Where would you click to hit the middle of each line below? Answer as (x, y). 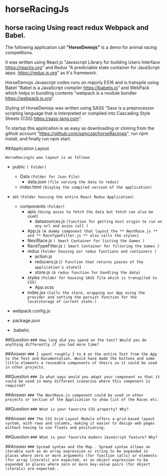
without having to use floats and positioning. (56, 428)
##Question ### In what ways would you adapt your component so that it (83, 376)
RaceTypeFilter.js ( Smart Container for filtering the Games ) (93, 246)
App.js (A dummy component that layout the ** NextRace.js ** (92, 231)
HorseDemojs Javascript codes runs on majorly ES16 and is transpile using (82, 82)
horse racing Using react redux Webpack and (77, 28)
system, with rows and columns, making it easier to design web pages (80, 423)
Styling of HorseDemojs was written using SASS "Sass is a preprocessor (80, 108)
